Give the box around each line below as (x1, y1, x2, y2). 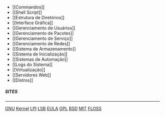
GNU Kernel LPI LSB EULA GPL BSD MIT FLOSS (5, 105, 102, 111)
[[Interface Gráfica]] (12, 20, 53, 26)
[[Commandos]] (12, 4, 45, 10)
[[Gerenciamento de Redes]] (12, 41, 70, 46)
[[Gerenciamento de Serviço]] (12, 35, 73, 41)
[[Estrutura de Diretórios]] (12, 15, 65, 20)
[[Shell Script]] (12, 9, 42, 15)
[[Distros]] (12, 77, 33, 83)
